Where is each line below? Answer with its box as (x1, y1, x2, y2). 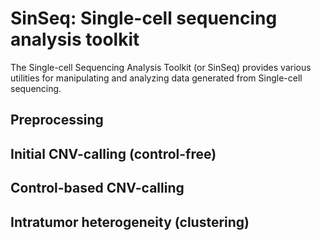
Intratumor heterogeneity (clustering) (10, 213, 250, 231)
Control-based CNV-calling (10, 180, 185, 197)
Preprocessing (10, 112, 104, 129)
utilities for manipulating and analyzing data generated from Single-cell (10, 72, 303, 84)
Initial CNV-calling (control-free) (10, 145, 217, 162)
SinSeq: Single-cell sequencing (10, 7, 278, 30)
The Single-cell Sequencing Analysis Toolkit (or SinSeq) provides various (10, 61, 312, 73)
